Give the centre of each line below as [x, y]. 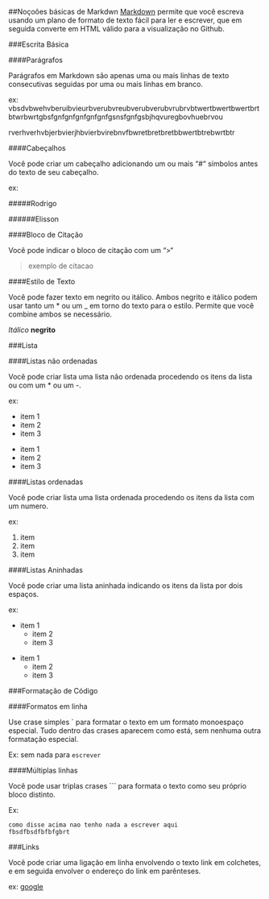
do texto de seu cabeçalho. [54, 172]
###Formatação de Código [53, 691]
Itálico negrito [32, 330]
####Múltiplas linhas [43, 770]
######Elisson [33, 219]
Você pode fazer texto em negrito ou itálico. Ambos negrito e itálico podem [133, 297]
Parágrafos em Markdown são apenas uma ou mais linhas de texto [119, 75]
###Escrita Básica [39, 44]
